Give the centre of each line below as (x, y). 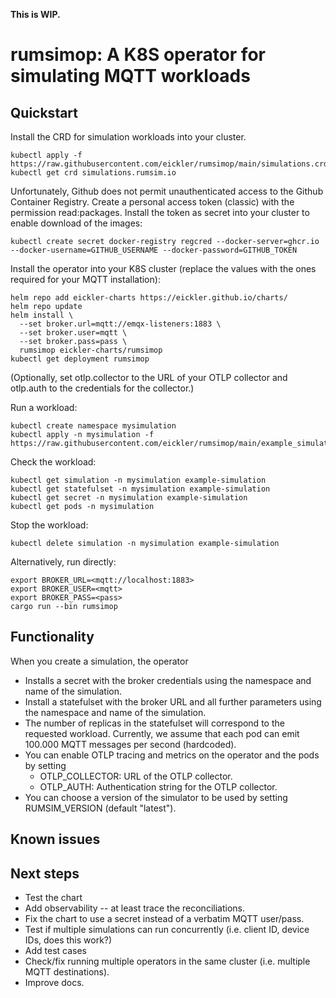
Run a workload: (44, 407)
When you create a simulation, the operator (99, 661)
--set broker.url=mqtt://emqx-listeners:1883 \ (120, 324)
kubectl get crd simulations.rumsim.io (93, 173)
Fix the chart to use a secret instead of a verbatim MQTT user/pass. (164, 919)
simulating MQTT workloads (130, 76)
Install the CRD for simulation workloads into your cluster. (128, 137)
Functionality (52, 637)
